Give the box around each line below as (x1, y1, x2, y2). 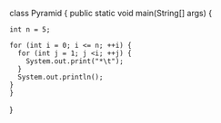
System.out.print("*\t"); (25, 57, 125, 66)
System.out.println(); (17, 72, 104, 81)
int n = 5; (9, 25, 51, 34)
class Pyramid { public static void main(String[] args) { (9, 8, 212, 18)
